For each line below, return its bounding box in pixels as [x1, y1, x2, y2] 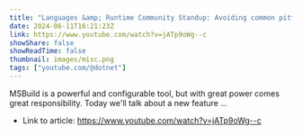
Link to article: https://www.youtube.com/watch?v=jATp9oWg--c [22, 114, 262, 126]
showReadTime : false [9, 47, 87, 56]
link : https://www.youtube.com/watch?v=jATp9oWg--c [9, 30, 207, 39]
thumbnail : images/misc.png [9, 55, 115, 64]
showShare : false [9, 38, 75, 48]
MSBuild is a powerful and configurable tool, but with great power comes [9, 87, 280, 99]
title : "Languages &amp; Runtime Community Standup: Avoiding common [9, 13, 276, 22]
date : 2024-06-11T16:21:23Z [9, 22, 115, 31]
